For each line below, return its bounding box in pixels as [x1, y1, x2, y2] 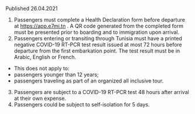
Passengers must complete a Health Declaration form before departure [13, 16, 185, 23]
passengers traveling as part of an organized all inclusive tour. [13, 77, 164, 84]
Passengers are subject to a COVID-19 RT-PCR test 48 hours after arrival [13, 89, 189, 95]
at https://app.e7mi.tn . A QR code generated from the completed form [13, 23, 183, 29]
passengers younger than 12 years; [13, 71, 99, 78]
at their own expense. [13, 95, 67, 102]
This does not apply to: [13, 65, 69, 72]
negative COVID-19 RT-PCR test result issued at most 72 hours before [13, 41, 182, 48]
